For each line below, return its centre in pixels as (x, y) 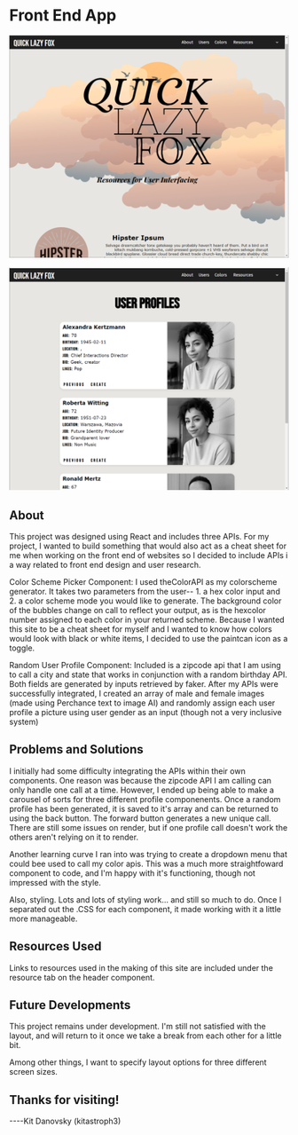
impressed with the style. (55, 882)
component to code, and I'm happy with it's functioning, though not (132, 873)
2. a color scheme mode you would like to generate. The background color (145, 601)
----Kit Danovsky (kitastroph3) (65, 1121)
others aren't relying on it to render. (74, 837)
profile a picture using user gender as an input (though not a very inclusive (145, 712)
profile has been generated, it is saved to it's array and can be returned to (144, 808)
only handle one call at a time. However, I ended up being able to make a (142, 790)
